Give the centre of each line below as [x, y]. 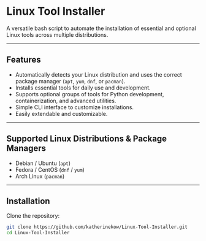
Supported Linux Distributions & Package [87, 139]
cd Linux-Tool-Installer [38, 233]
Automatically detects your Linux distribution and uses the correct [98, 74]
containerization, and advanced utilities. [66, 101]
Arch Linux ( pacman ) [40, 176]
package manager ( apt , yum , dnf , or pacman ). [70, 81]
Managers [26, 148]
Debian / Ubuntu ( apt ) [43, 163]
